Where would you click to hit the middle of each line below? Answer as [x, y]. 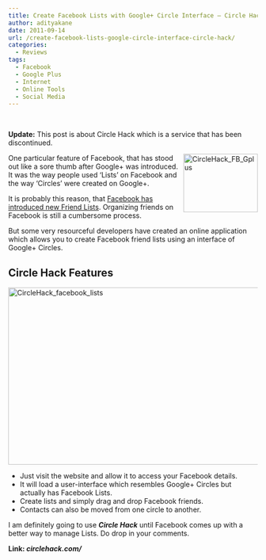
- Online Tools [40, 89]
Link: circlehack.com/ [45, 549]
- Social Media [40, 97]
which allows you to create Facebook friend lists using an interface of [122, 239]
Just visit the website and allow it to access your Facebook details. [128, 476]
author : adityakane [40, 23]
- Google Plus [38, 74]
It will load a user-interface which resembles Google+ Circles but [125, 485]
